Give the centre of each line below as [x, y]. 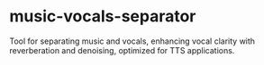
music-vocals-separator [103, 16]
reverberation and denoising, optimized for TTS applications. [122, 50]
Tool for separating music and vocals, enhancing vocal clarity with [132, 41]
